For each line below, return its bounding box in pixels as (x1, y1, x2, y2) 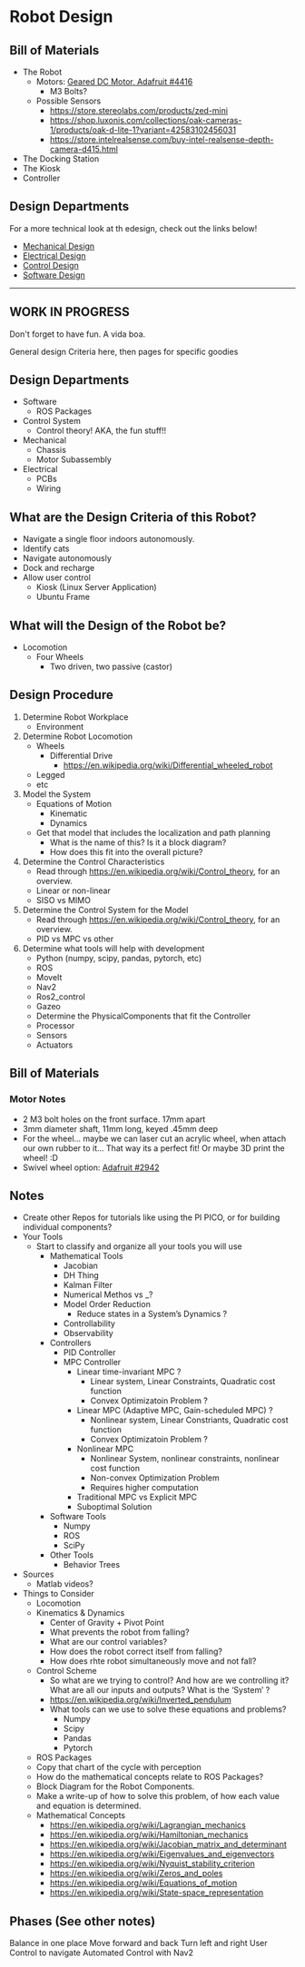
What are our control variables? (49, 1637, 168, 1647)
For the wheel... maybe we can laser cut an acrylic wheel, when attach (22, 1133, 287, 1144)
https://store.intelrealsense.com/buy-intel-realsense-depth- (49, 134, 274, 144)
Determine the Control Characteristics (22, 856, 165, 867)
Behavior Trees (63, 1559, 121, 1570)
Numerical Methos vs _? (63, 1289, 153, 1300)
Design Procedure (9, 687, 113, 703)
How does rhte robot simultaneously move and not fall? (49, 1656, 257, 1667)
